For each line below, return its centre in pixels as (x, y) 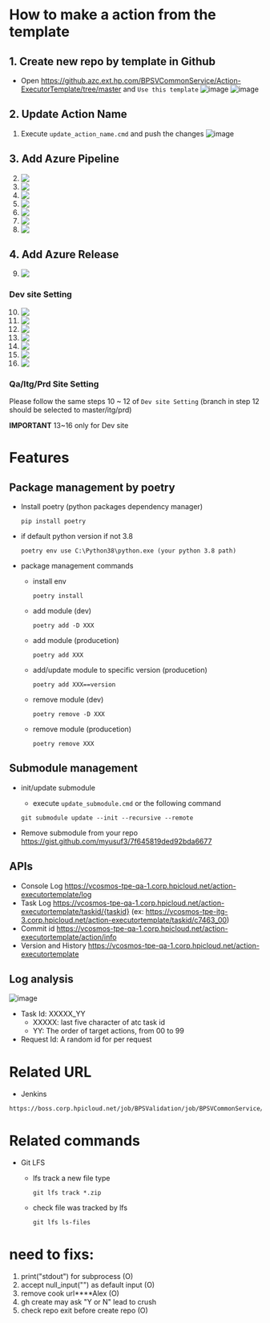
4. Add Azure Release (64, 255)
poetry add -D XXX (63, 626)
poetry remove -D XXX (69, 714)
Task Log (36, 903)
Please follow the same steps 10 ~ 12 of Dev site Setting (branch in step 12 (134, 402)
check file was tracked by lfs (80, 1208)
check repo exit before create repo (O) (85, 1311)
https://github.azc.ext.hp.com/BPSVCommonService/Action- (141, 81)
